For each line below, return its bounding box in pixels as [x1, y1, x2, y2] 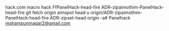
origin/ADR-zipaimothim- [90, 9, 143, 15]
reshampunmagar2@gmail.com [5, 20, 71, 26]
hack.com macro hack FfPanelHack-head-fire [5, 4, 100, 10]
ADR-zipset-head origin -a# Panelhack [49, 15, 131, 20]
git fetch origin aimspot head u [26, 9, 90, 15]
